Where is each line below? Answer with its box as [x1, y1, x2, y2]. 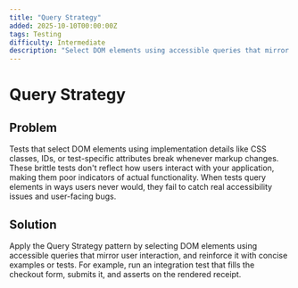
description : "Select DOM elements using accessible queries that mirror [9, 46, 290, 55]
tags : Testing [9, 29, 62, 38]
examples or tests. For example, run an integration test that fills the [9, 259, 255, 270]
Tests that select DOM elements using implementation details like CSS [9, 144, 267, 154]
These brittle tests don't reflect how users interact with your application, [9, 162, 275, 174]
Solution [9, 217, 57, 232]
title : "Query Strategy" [9, 12, 102, 22]
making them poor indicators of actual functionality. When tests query [9, 172, 266, 183]
